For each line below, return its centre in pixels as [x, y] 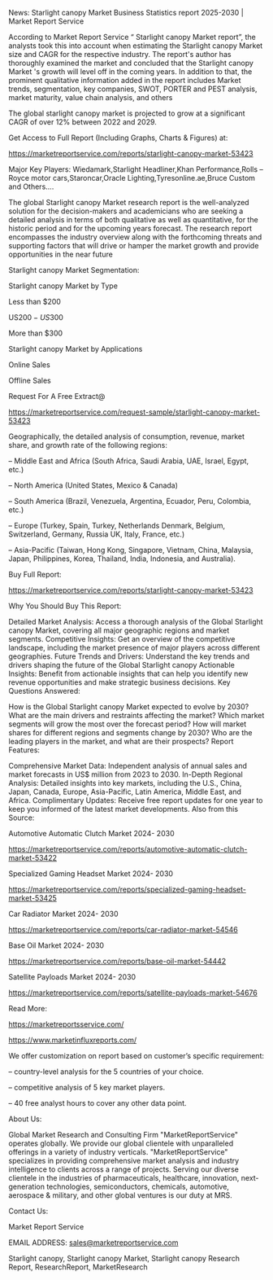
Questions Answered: [44, 691]
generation [26, 1186]
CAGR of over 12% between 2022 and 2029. [82, 122]
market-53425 [32, 898]
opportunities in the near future [61, 254]
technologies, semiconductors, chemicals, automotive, [138, 1186]
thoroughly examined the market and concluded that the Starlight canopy [131, 63]
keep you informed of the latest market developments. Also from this [123, 809]
